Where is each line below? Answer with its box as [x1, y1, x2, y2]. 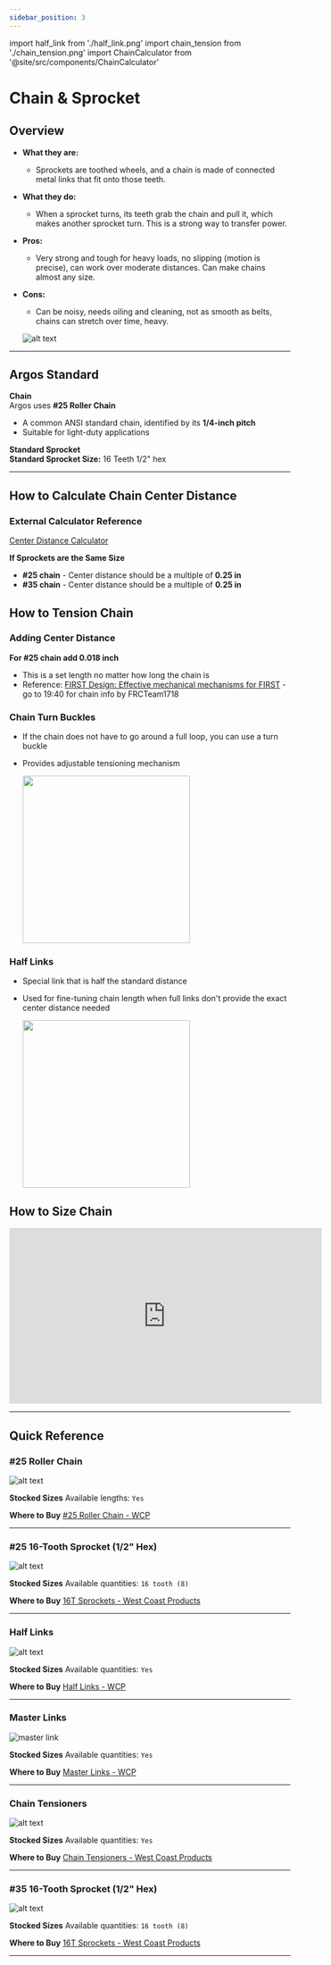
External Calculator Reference [9, 514, 143, 527]
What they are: [21, 146, 79, 157]
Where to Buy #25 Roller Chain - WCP [9, 1509, 151, 1520]
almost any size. [35, 272, 95, 282]
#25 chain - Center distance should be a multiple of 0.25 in [21, 570, 242, 581]
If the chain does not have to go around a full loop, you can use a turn [21, 732, 278, 742]
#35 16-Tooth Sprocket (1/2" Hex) [9, 1883, 158, 1895]
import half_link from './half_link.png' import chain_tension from [9, 38, 242, 48]
